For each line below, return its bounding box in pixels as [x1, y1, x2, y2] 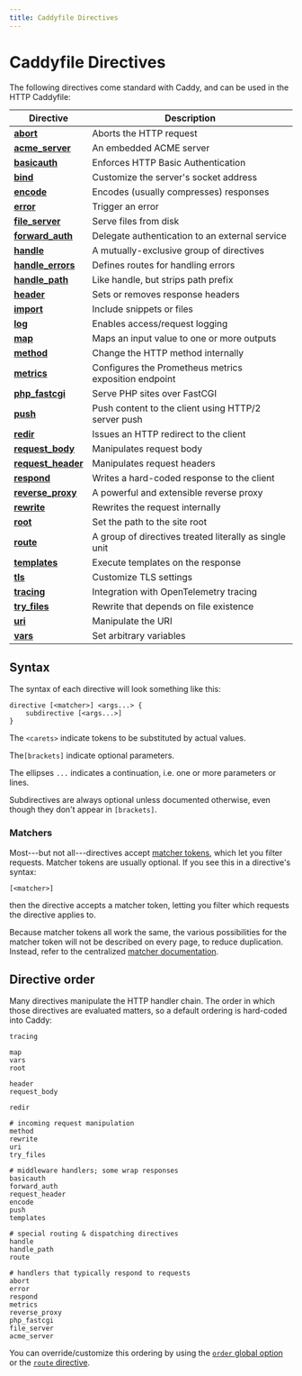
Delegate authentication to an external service [92, 229, 288, 241]
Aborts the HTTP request [92, 127, 198, 140]
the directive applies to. [9, 909, 96, 920]
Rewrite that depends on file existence [92, 600, 254, 613]
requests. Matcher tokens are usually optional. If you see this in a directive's [9, 857, 291, 868]
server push [92, 413, 143, 425]
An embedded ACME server [92, 141, 210, 154]
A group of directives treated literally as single [92, 530, 286, 542]
